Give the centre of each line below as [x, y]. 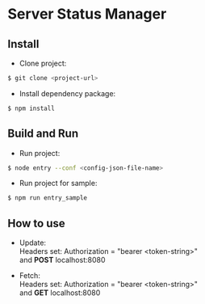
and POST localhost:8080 [62, 260]
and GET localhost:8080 [60, 293]
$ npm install [31, 108]
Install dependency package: [67, 93]
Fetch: [30, 276]
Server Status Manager [87, 14]
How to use [36, 223]
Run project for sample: [58, 184]
